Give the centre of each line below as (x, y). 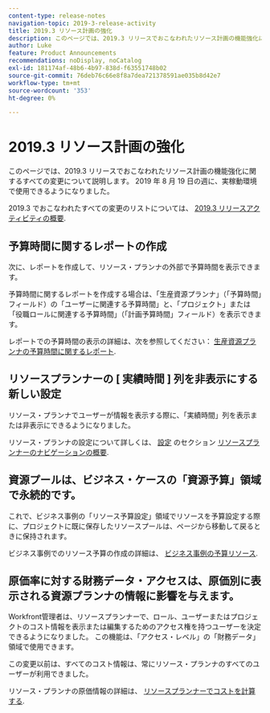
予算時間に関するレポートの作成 (88, 246)
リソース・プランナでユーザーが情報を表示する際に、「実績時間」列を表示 (129, 415)
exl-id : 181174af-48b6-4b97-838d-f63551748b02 (88, 68)
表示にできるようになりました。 (82, 425)
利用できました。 (64, 674)
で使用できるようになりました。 (61, 191)
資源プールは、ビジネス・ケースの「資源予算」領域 (135, 480)
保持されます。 (47, 536)
